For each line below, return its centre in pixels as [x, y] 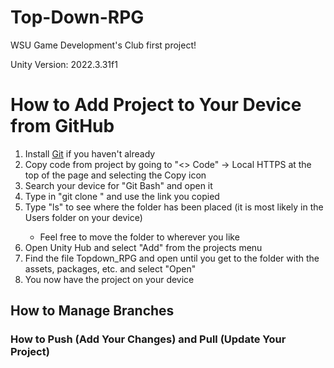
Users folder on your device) [83, 217]
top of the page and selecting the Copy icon [115, 175]
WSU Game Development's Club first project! [103, 45]
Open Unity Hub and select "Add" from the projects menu [143, 247]
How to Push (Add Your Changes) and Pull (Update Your [148, 339]
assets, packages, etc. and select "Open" [110, 268]
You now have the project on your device [109, 279]
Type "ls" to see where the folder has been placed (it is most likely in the [174, 207]
